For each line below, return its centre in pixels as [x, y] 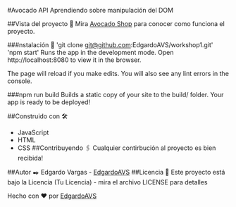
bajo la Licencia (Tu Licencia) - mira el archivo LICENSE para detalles [107, 182]
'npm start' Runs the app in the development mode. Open [91, 52]
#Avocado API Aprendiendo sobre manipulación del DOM [91, 10]
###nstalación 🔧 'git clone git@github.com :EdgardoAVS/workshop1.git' [110, 45]
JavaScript [33, 132]
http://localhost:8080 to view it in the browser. [74, 60]
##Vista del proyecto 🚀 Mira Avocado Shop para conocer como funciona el [116, 24]
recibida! [30, 158]
